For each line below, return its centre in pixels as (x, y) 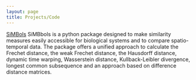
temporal (17, 47)
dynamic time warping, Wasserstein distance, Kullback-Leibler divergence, (98, 59)
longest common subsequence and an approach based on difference (91, 65)
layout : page (22, 12)
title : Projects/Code (33, 17)
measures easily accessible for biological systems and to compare (88, 40)
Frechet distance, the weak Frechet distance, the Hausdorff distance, (91, 53)
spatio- (180, 40)
